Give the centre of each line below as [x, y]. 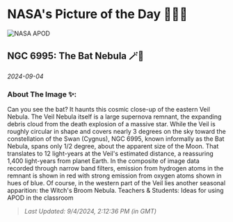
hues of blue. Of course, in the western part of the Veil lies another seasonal [116, 183]
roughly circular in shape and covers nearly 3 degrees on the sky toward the [116, 132]
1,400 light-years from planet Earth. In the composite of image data [103, 161]
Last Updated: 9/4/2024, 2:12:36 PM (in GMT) [90, 212]
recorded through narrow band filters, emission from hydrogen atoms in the [115, 169]
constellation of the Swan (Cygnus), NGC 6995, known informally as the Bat [116, 139]
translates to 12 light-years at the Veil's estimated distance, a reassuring [110, 154]
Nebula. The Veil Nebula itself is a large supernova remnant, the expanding [114, 117]
